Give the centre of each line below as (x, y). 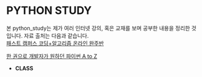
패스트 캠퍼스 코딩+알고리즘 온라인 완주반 (55, 43)
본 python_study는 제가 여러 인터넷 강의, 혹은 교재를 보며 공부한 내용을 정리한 (98, 28)
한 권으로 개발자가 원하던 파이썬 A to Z (52, 56)
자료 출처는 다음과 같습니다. (56, 35)
